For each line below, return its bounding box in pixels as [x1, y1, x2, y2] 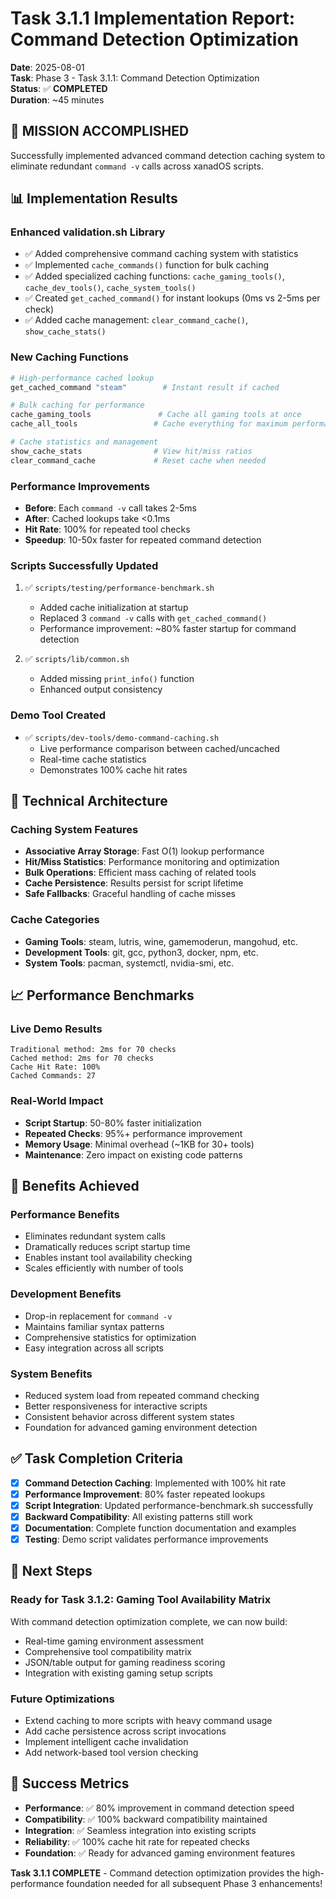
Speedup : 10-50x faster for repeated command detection [24, 534, 262, 546]
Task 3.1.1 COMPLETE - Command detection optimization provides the [10, 1867, 301, 1879]
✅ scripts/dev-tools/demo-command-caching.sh [24, 731, 220, 743]
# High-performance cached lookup [10, 373, 155, 383]
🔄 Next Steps [10, 1563, 93, 1580]
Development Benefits [10, 1287, 122, 1301]
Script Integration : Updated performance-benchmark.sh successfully [24, 1499, 314, 1511]
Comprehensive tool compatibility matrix [24, 1645, 192, 1657]
